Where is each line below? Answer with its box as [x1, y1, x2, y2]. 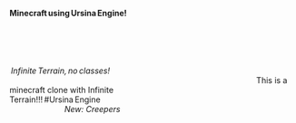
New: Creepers [64, 104, 121, 114]
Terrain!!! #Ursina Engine [9, 94, 102, 105]
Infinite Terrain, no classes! [10, 65, 111, 76]
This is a [255, 75, 288, 85]
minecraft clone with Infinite [9, 85, 114, 95]
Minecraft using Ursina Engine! [9, 8, 127, 18]
